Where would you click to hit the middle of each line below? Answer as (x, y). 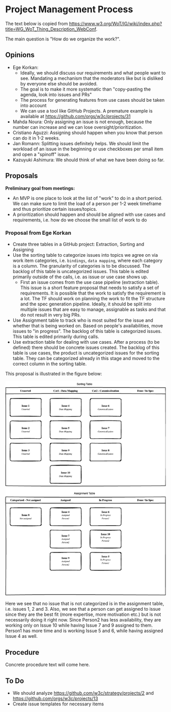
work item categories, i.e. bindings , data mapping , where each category (88, 260)
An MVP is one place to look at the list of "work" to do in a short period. (88, 198)
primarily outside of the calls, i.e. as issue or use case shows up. (80, 277)
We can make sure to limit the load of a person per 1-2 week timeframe (87, 204)
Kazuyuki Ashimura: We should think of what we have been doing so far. (88, 160)
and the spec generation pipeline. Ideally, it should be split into (86, 304)
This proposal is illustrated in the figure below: (54, 373)
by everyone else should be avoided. (59, 83)
